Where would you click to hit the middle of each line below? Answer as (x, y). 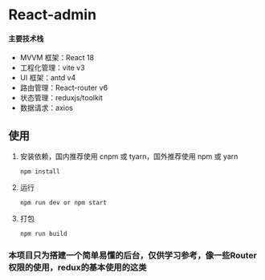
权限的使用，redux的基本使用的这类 (77, 268)
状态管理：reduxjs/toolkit (61, 98)
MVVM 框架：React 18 (57, 58)
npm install (40, 172)
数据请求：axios (47, 108)
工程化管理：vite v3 (53, 68)
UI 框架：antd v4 (48, 78)
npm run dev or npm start (63, 203)
